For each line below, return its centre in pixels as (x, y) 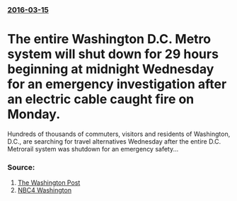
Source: (21, 167)
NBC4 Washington (45, 190)
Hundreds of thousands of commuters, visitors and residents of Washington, (119, 134)
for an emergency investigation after (117, 85)
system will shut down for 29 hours (113, 54)
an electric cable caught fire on (101, 99)
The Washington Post (49, 183)
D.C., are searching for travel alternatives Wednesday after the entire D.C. (114, 141)
